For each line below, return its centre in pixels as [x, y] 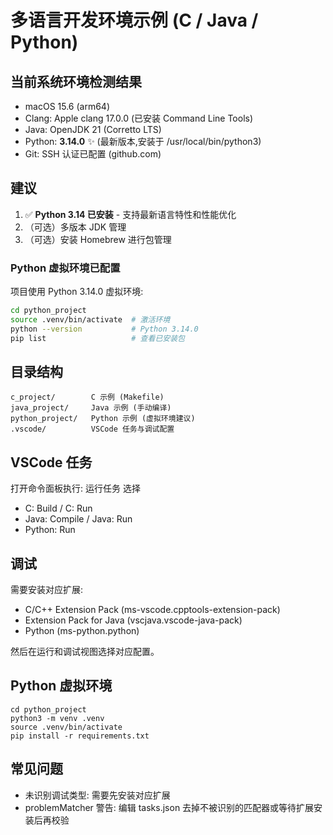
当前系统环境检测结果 [76, 81]
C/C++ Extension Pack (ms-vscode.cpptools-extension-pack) [152, 610]
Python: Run [50, 530]
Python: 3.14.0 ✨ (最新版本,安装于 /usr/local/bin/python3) [143, 141]
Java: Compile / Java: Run [78, 519]
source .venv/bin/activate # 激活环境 [90, 319]
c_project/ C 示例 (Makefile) [87, 397]
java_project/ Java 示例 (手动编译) [91, 408]
